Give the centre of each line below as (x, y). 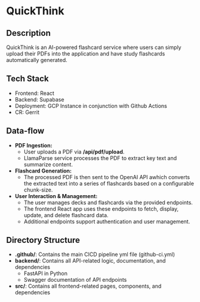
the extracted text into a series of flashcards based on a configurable (109, 183)
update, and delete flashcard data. (66, 215)
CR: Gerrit (27, 112)
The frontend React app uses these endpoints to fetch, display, (101, 209)
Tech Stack (27, 79)
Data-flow (25, 131)
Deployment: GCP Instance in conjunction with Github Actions (91, 106)
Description (28, 33)
